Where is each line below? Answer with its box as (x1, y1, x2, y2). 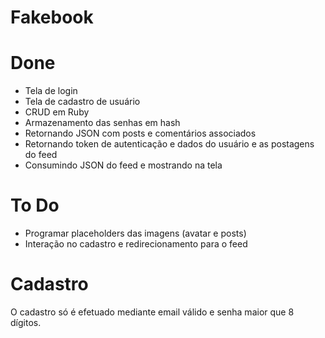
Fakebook (10, 6, 94, 29)
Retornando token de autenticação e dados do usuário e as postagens (24, 138, 315, 150)
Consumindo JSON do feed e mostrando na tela (24, 159, 223, 171)
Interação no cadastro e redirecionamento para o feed (24, 238, 248, 250)
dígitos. (10, 317, 42, 328)
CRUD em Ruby (24, 106, 90, 118)
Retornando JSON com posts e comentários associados (24, 127, 257, 140)
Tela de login (24, 85, 78, 97)
